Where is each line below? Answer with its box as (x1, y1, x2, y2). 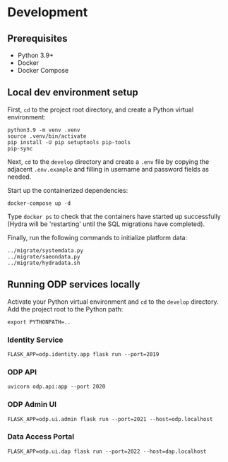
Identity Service (7, 335, 64, 345)
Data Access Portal (7, 432, 75, 442)
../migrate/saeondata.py (7, 253, 80, 260)
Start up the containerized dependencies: (7, 186, 128, 194)
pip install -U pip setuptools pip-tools (7, 138, 131, 146)
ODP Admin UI (7, 400, 57, 410)
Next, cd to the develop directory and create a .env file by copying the (7, 157, 210, 166)
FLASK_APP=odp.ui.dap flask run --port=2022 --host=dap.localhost (7, 448, 207, 455)
